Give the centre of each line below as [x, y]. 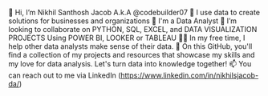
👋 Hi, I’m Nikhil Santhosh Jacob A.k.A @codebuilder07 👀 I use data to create [134, 12]
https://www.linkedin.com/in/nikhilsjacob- [189, 75]
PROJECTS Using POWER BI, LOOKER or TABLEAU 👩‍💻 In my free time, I [127, 38]
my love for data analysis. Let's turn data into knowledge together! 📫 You [130, 64]
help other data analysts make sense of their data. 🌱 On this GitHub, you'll [130, 46]
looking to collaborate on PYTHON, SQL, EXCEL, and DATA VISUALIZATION [133, 29]
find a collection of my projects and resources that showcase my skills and [132, 55]
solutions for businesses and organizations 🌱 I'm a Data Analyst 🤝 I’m [122, 21]
